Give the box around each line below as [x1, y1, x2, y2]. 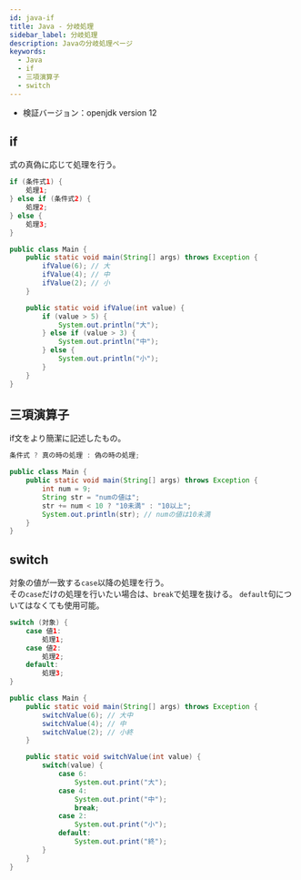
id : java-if [9, 13, 55, 23]
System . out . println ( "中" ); [57, 338, 159, 347]
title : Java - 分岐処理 [9, 22, 94, 31]
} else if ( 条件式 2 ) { [9, 195, 92, 204]
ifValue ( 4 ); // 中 [42, 270, 111, 279]
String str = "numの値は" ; [42, 492, 141, 501]
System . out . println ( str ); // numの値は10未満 [42, 510, 211, 519]
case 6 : [57, 770, 88, 779]
